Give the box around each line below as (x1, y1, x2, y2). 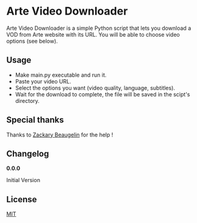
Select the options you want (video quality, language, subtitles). (15, 84, 176, 91)
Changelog (6, 148, 49, 159)
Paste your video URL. (15, 77, 71, 85)
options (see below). (6, 37, 58, 44)
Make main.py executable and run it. (15, 71, 107, 79)
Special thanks (6, 115, 64, 126)
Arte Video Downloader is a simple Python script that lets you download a (6, 24, 192, 32)
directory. (15, 97, 40, 104)
